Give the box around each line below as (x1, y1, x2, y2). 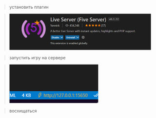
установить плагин (9, 4, 49, 10)
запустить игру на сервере (9, 55, 66, 61)
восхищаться (9, 108, 37, 114)
